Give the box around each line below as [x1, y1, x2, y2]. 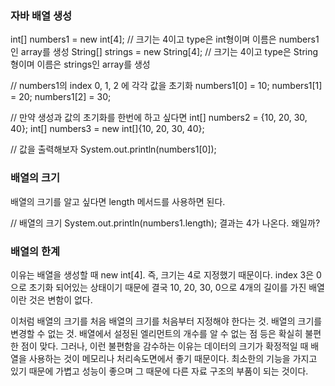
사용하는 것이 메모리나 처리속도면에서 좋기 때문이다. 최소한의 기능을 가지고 [28, 352, 318, 364]
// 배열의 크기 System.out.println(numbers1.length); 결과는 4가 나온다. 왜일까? [10, 217, 321, 229]
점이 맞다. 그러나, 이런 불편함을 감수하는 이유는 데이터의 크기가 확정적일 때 [20, 340, 309, 352]
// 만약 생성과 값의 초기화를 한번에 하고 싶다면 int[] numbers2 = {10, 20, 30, [10, 112, 308, 124]
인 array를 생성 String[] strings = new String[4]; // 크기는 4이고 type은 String [10, 46, 319, 58]
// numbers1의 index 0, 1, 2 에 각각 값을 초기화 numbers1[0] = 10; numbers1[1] [10, 80, 323, 92]
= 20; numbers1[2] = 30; [10, 91, 112, 103]
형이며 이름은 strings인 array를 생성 [10, 58, 151, 71]
